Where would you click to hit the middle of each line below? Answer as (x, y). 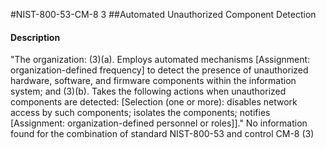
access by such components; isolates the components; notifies (140, 113)
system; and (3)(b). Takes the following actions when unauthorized (148, 91)
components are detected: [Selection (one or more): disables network (154, 102)
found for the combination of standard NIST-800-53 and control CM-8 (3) (162, 134)
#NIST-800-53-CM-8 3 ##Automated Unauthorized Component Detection (163, 14)
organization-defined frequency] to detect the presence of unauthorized (159, 70)
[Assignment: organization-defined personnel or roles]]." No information (159, 123)
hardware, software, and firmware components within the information (153, 81)
